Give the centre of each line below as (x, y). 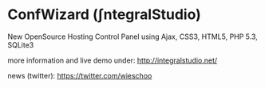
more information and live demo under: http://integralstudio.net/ (113, 60)
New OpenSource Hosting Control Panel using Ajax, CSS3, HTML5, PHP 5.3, (133, 36)
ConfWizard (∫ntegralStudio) (104, 15)
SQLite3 (21, 44)
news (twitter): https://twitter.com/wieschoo (80, 75)
